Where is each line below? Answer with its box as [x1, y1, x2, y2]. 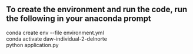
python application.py [6, 41, 59, 48]
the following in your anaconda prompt [6, 14, 151, 24]
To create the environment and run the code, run [6, 5, 188, 15]
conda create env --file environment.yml [6, 29, 104, 36]
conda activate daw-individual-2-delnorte [6, 35, 108, 42]
